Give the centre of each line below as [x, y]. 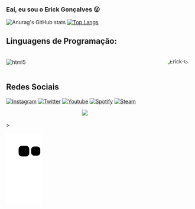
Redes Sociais [32, 87]
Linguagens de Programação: [61, 41]
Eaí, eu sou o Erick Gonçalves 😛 [53, 9]
